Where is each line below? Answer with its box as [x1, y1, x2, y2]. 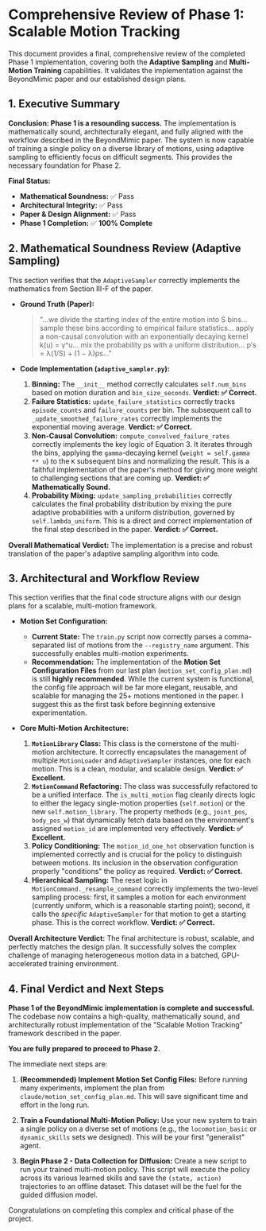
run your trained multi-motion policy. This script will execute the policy [19, 1165, 250, 1175]
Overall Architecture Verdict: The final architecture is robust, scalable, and [8, 934, 255, 943]
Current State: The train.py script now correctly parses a [31, 632, 222, 642]
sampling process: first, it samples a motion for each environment [31, 892, 247, 902]
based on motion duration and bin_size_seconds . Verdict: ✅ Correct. [31, 387, 257, 397]
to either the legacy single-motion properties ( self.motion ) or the [31, 798, 245, 808]
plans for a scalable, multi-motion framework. [8, 601, 157, 611]
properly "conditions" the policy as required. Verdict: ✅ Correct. [31, 867, 244, 876]
